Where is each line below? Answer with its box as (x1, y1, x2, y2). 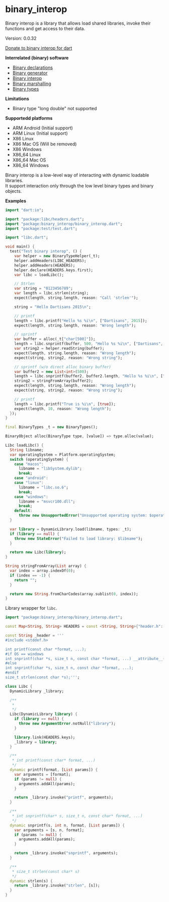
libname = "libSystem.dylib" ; (18, 466, 82, 471)
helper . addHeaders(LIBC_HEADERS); (14, 258, 87, 263)
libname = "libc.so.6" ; (18, 484, 69, 490)
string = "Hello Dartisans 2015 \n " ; (14, 304, 92, 309)
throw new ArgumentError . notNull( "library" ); (18, 721, 116, 726)
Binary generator (12, 69, 48, 76)
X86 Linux (12, 135, 34, 141)
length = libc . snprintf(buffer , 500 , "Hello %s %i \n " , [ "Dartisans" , (14, 341, 163, 347)
